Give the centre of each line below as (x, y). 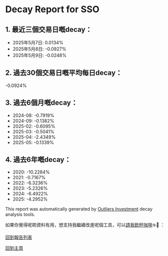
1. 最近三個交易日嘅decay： (49, 29)
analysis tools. (20, 214)
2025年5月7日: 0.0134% (38, 42)
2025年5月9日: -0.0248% (40, 55)
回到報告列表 (19, 237)
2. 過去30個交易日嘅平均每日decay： (64, 73)
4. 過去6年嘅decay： (38, 160)
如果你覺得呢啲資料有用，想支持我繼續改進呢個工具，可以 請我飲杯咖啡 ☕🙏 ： (85, 225)
